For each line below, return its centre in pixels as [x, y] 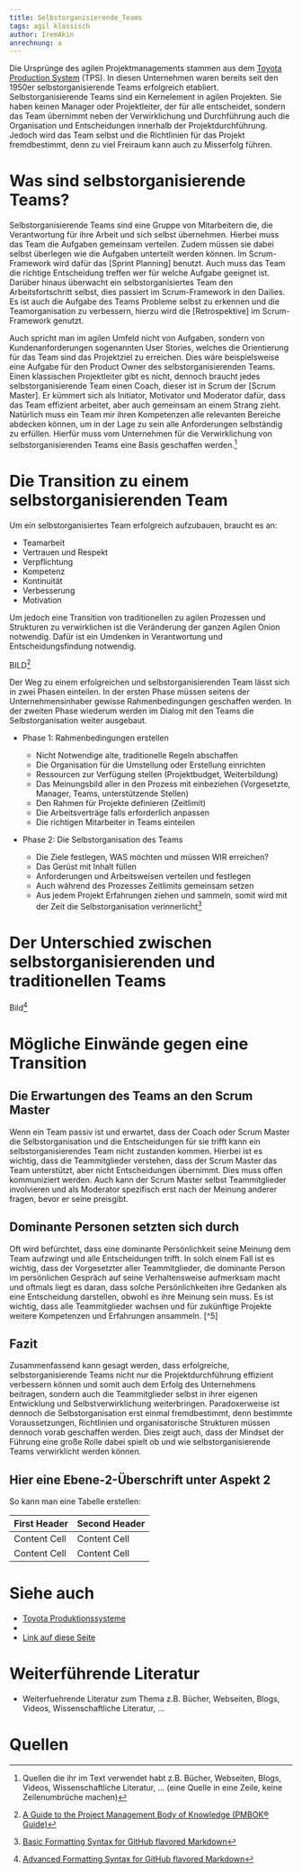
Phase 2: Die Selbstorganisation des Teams [102, 840]
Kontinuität [42, 580]
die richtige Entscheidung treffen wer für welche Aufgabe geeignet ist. [139, 273]
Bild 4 [19, 1007]
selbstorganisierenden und [112, 962]
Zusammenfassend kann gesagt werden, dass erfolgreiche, [120, 1366]
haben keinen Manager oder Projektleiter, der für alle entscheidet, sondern [147, 107]
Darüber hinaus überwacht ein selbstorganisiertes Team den [121, 282]
